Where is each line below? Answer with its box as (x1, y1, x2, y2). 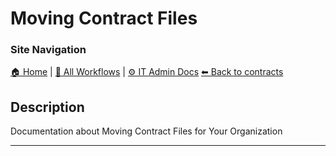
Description (10, 98, 85, 116)
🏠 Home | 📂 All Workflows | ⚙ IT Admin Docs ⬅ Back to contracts (10, 66, 284, 78)
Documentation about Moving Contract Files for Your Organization (10, 125, 283, 137)
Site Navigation (10, 43, 87, 57)
